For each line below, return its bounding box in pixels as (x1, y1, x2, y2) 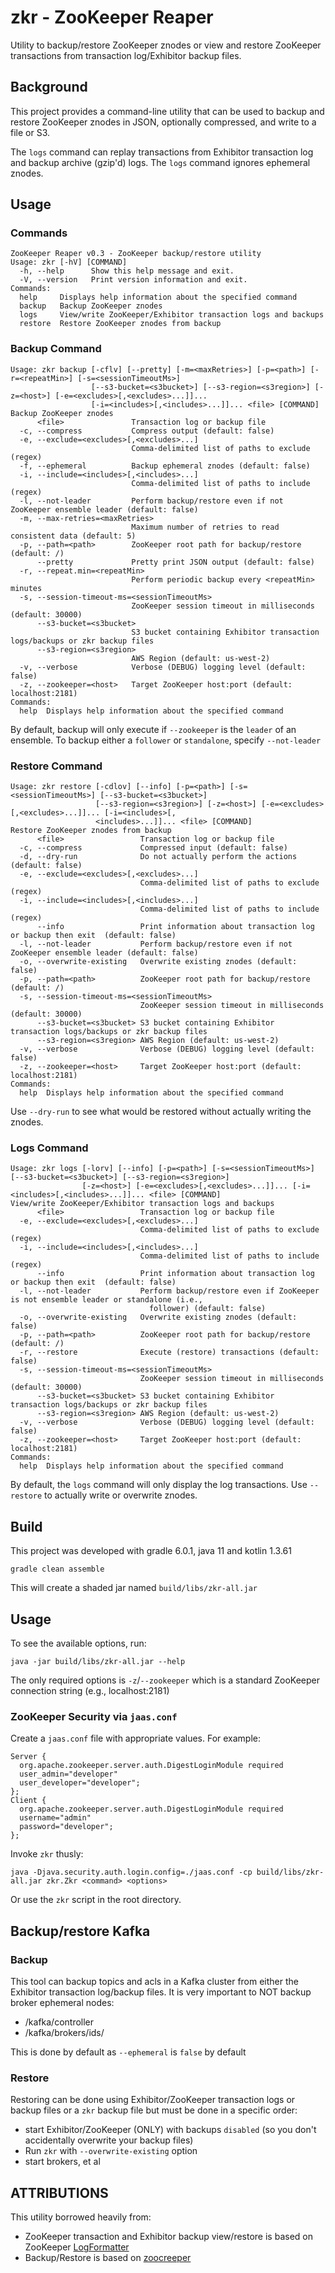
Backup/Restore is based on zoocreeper (24, 2252, 192, 2264)
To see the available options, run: (10, 1637, 147, 1649)
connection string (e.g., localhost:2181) (10, 1684, 170, 1696)
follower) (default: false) (148, 1304, 267, 1314)
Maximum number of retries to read (131, 522, 280, 532)
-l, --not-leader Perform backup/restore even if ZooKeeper (19, 1286, 320, 1296)
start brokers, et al (24, 2156, 101, 2168)
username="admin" (19, 1813, 92, 1823)
